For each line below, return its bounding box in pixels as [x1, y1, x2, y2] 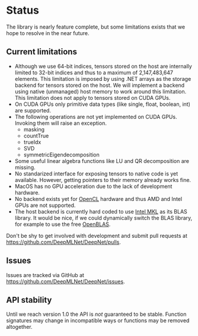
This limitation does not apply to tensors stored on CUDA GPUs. [14, 94, 171, 101]
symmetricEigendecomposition [23, 151, 100, 158]
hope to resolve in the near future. [6, 29, 90, 36]
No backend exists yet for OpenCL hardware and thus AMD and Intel [14, 195, 183, 202]
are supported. [14, 106, 52, 114]
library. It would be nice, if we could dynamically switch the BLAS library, [14, 214, 193, 221]
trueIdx [23, 138, 41, 146]
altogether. [6, 324, 33, 331]
